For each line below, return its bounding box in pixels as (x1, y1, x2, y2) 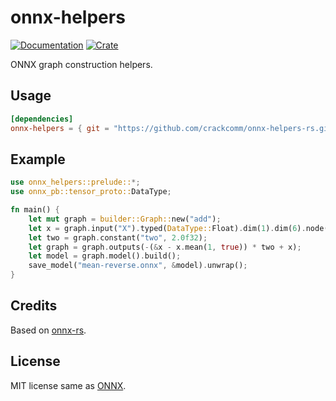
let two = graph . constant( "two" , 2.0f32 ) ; (28, 232, 208, 243)
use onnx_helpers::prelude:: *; (10, 177, 141, 188)
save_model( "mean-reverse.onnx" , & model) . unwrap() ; (28, 261, 248, 271)
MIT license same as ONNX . (10, 379, 127, 391)
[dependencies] (10, 114, 74, 124)
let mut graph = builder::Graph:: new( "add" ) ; (28, 214, 222, 224)
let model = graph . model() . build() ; (28, 251, 182, 261)
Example (10, 151, 66, 168)
